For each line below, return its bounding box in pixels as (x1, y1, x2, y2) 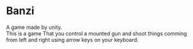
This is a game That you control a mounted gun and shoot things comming (6, 30, 187, 37)
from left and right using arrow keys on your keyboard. (6, 36, 139, 43)
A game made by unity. (6, 24, 63, 31)
